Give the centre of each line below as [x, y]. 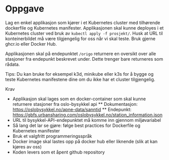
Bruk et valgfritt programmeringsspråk [52, 136]
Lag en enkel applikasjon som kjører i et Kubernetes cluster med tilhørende [83, 23]
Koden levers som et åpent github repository [59, 152]
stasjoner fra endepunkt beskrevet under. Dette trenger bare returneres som [84, 59]
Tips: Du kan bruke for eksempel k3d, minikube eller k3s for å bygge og [79, 74]
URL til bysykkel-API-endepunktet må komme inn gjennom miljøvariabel [87, 120]
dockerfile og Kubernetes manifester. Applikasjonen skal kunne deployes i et [84, 28]
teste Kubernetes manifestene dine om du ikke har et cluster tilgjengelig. [80, 79]
